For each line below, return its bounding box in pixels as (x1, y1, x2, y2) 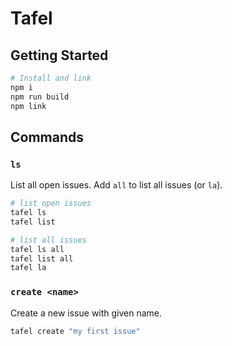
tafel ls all (10, 244, 65, 254)
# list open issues (10, 198, 92, 209)
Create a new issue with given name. (10, 307, 163, 319)
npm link (10, 101, 47, 111)
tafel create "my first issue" (10, 326, 141, 336)
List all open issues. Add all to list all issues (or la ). (10, 179, 223, 191)
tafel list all (10, 253, 74, 264)
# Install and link (10, 73, 92, 83)
